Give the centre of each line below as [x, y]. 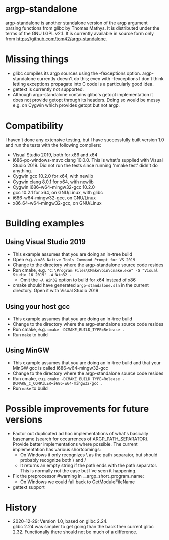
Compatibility [34, 126]
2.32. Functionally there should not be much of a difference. [75, 532]
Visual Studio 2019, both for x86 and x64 [55, 155]
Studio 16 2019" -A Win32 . [42, 275]
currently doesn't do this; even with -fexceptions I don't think [100, 78]
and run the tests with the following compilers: [53, 145]
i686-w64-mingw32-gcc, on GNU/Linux [54, 198]
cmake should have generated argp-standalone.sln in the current [81, 285]
